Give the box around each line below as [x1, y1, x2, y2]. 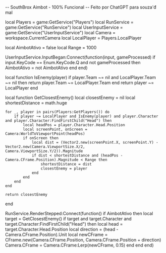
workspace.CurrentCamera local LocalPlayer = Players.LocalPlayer [5, 35, 142, 41]
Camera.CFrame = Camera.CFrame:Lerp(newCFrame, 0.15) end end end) [5, 242, 154, 248]
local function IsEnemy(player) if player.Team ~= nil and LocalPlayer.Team [5, 75, 156, 80]
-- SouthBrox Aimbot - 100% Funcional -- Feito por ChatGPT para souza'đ [5, 4, 157, 10]
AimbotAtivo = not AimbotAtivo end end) [5, 65, 88, 71]
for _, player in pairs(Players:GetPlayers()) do [5, 109, 110, 114]
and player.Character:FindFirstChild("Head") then [5, 118, 112, 123]
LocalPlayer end [5, 85, 38, 91]
